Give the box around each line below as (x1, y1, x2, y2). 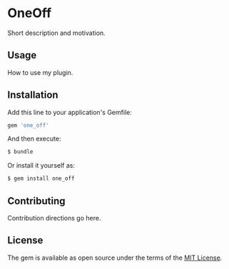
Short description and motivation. (7, 29, 106, 37)
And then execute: (7, 134, 61, 143)
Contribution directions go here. (7, 214, 101, 222)
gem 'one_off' (7, 121, 50, 129)
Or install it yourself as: (7, 161, 75, 170)
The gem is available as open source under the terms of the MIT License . (7, 253, 223, 262)
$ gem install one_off (7, 175, 75, 183)
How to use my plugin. (7, 68, 73, 76)
